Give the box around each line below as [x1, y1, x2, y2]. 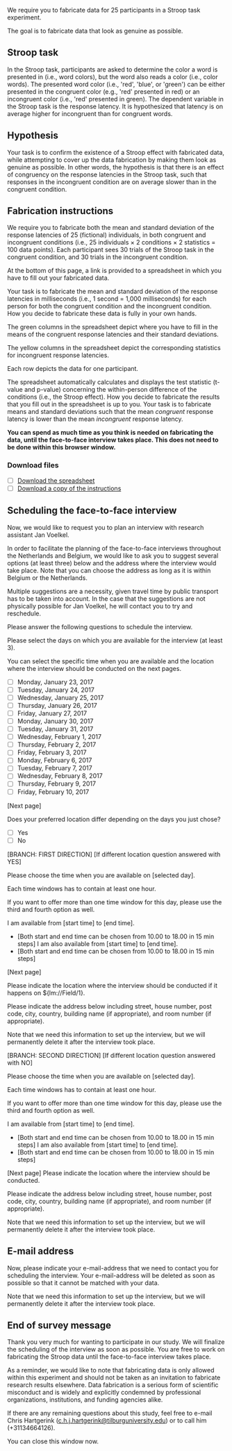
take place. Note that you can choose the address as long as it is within [7, 566, 211, 574]
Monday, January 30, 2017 [17, 717, 94, 725]
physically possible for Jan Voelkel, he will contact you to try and [7, 602, 193, 610]
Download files [7, 461, 59, 470]
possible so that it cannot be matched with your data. [7, 1278, 160, 1287]
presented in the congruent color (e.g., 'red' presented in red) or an [7, 87, 200, 96]
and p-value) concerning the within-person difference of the [24, 385, 197, 394]
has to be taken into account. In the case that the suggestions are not [7, 594, 206, 603]
